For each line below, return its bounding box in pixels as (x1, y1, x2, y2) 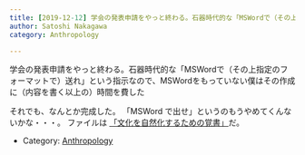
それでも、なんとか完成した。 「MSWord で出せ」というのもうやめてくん (9, 106, 284, 117)
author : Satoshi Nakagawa (9, 22, 107, 31)
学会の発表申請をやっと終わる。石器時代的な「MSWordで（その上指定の (9, 64, 280, 75)
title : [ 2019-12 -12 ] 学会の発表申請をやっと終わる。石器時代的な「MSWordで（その (9, 13, 291, 23)
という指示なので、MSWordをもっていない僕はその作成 (88, 75, 296, 86)
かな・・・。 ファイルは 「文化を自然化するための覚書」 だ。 (16, 117, 245, 128)
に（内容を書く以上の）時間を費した (9, 87, 145, 98)
